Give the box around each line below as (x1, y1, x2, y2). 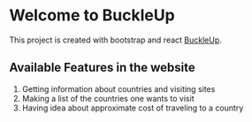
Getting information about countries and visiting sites (21, 83, 216, 94)
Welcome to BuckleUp (9, 5, 175, 26)
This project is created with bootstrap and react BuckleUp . (9, 34, 223, 45)
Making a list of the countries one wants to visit (21, 93, 195, 103)
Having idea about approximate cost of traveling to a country (21, 103, 244, 113)
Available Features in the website (9, 60, 196, 75)
